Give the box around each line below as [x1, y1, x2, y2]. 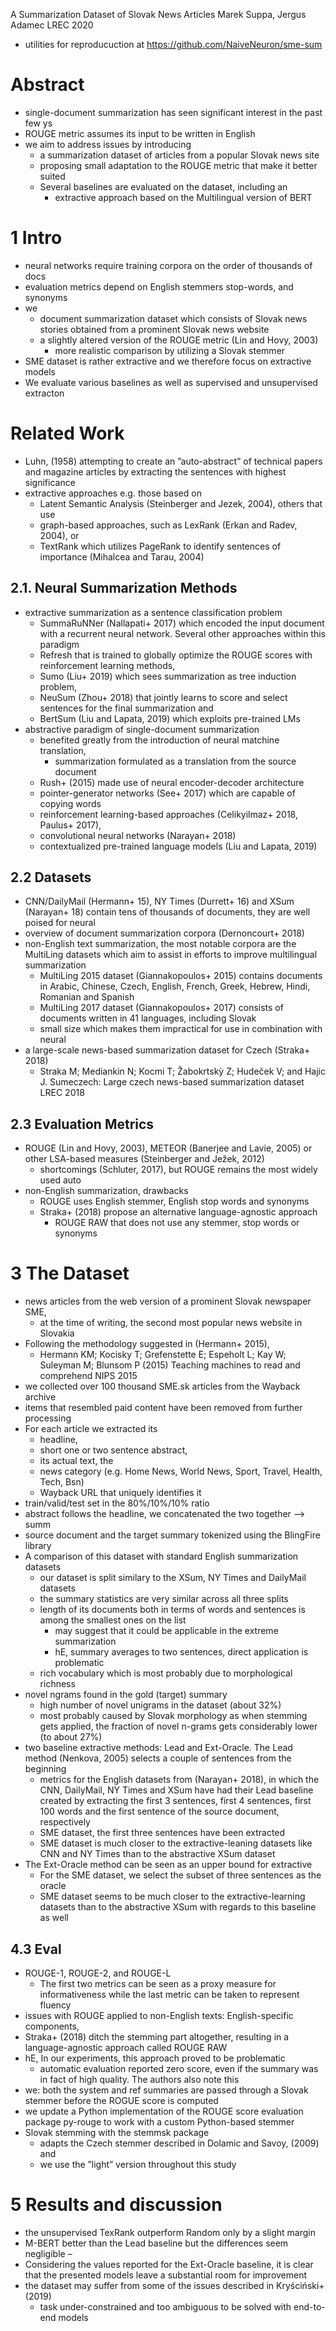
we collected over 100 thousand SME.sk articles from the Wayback [24, 1380, 301, 1393]
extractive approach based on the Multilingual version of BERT [54, 191, 313, 203]
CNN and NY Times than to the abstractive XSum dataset [39, 1848, 276, 1860]
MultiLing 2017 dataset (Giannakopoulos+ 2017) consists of [39, 1002, 284, 1014]
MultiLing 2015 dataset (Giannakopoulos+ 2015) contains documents [39, 970, 323, 982]
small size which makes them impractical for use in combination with [39, 1023, 323, 1035]
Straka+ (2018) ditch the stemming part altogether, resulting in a [24, 2031, 290, 2043]
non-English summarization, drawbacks [24, 1185, 189, 1197]
